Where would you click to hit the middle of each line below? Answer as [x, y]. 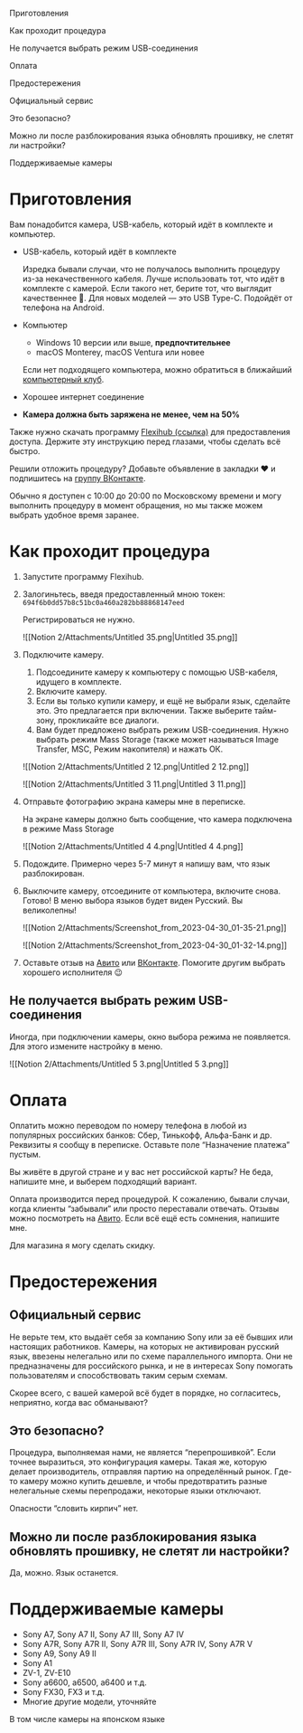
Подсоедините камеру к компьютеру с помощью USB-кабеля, [156, 672]
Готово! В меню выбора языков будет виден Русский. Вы [133, 900]
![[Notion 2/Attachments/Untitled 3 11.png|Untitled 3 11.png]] [134, 784]
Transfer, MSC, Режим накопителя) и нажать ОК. [129, 749]
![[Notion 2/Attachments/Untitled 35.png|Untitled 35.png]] [130, 637]
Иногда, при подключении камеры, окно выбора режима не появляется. [150, 1037]
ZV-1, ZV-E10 [46, 1673]
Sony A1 [37, 1663]
